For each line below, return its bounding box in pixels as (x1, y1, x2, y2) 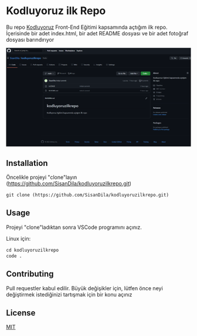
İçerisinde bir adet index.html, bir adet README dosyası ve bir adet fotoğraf (6, 29, 189, 36)
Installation (6, 158, 48, 168)
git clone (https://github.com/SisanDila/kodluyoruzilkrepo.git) (6, 192, 169, 198)
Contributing (6, 269, 54, 279)
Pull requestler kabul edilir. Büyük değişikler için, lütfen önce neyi (6, 284, 163, 292)
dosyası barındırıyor (6, 36, 55, 43)
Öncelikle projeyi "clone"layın (6, 174, 77, 181)
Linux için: (6, 235, 31, 242)
